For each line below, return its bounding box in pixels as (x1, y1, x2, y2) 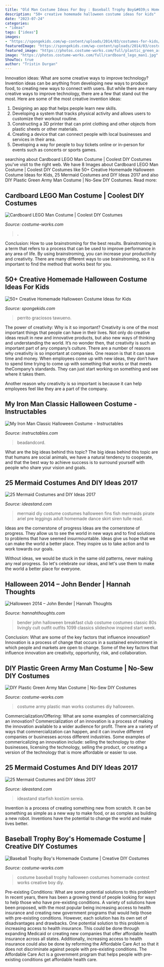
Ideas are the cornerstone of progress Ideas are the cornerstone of (5, 525, 140, 531)
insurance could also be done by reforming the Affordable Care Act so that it (5, 941, 159, 946)
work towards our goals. (5, 546, 54, 552)
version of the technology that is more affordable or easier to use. (5, 749, 138, 755)
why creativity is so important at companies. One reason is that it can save (5, 350, 155, 356)
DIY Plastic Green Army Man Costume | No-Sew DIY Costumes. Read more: (5, 177, 157, 183)
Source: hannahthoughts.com (5, 610, 65, 616)
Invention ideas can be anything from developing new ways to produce (5, 80, 148, 86)
